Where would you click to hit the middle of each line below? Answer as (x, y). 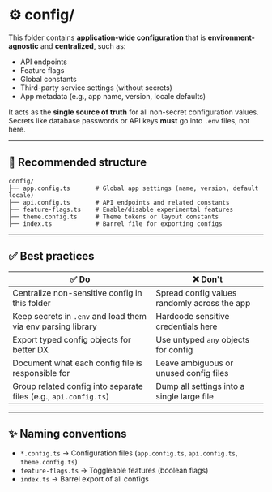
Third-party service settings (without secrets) (96, 88)
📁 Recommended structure (78, 163)
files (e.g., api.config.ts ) (61, 396)
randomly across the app (203, 303)
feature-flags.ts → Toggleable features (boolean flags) (114, 470)
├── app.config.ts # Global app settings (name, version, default (134, 188)
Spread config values (196, 292)
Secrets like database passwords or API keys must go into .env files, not (129, 120)
